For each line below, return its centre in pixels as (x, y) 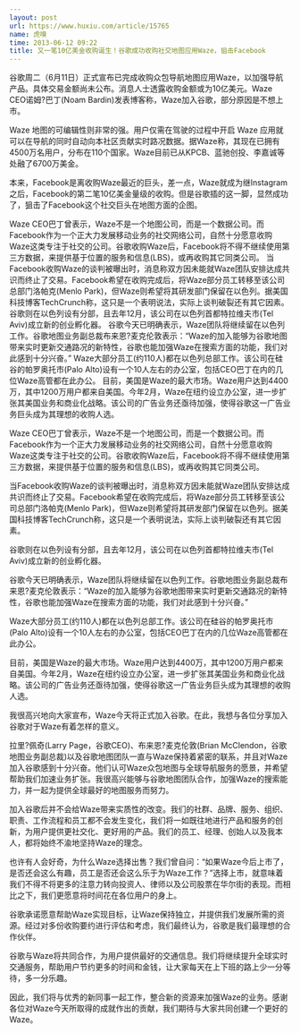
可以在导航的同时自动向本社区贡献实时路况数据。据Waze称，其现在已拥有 (145, 141)
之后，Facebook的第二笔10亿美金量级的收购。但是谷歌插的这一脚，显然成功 (149, 194)
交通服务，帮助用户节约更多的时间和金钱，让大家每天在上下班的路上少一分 (146, 967)
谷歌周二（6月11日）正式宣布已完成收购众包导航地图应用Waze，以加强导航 (146, 78)
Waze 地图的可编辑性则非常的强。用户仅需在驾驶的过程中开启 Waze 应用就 (146, 130)
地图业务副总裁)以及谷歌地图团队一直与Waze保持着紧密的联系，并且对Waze (149, 756)
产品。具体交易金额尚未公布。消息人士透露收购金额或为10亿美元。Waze (141, 89)
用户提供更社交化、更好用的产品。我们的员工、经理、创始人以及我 (154, 832)
